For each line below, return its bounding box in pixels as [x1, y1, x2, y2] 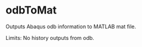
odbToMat [5, 4, 57, 17]
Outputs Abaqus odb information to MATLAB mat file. [5, 23, 137, 30]
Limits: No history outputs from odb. [5, 34, 95, 41]
